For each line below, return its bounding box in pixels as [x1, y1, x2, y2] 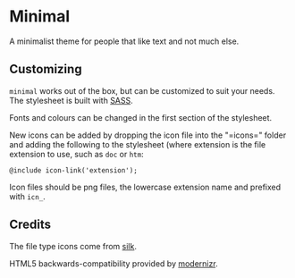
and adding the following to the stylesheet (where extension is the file [9, 139, 266, 149]
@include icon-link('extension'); [9, 165, 139, 175]
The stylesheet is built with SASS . [9, 95, 134, 105]
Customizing [9, 62, 82, 77]
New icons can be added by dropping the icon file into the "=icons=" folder [9, 130, 287, 140]
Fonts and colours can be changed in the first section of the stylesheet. [9, 112, 273, 122]
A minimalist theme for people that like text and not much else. [9, 36, 240, 46]
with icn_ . [9, 190, 46, 202]
